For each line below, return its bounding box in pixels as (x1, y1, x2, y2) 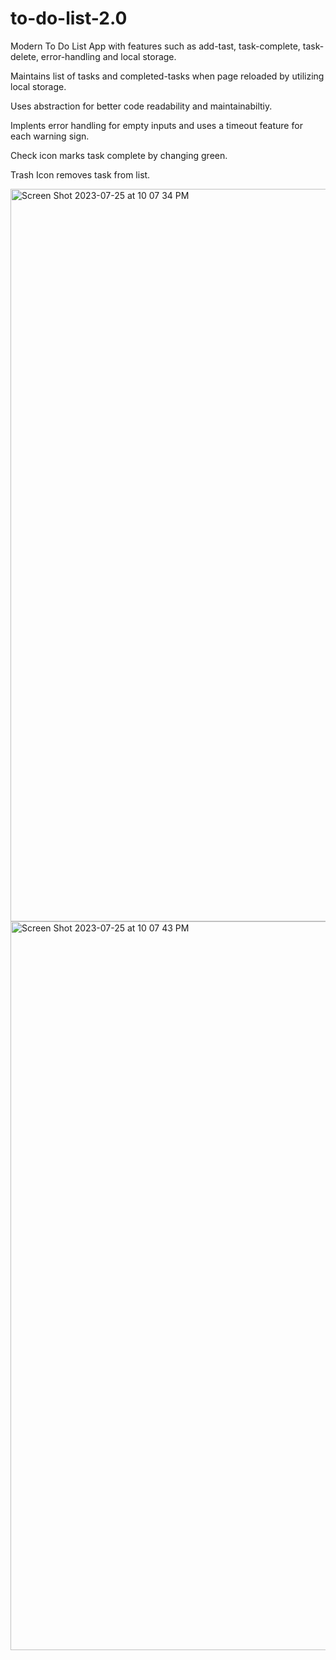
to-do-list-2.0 (10, 7, 128, 30)
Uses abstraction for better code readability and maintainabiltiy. (10, 100, 273, 112)
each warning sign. (10, 130, 90, 142)
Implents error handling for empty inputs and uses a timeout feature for (10, 119, 303, 131)
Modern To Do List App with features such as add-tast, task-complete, (10, 40, 301, 52)
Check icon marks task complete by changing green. (10, 149, 228, 161)
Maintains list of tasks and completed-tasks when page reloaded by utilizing (10, 70, 325, 82)
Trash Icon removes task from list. (10, 168, 151, 181)
